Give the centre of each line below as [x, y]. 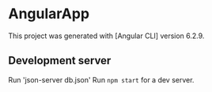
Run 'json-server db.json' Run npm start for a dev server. [101, 79]
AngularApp [49, 14]
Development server [60, 61]
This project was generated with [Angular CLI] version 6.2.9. [106, 36]
